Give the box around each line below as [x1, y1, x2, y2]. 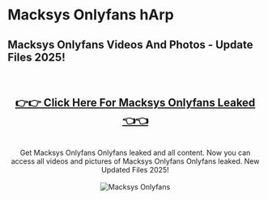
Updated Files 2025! [101, 165, 169, 174]
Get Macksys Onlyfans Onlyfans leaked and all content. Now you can [19, 148, 251, 157]
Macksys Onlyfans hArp [7, 6, 175, 24]
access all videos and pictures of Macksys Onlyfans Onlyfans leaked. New [11, 156, 260, 166]
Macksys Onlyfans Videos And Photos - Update [7, 38, 253, 52]
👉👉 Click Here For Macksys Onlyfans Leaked [15, 96, 256, 110]
